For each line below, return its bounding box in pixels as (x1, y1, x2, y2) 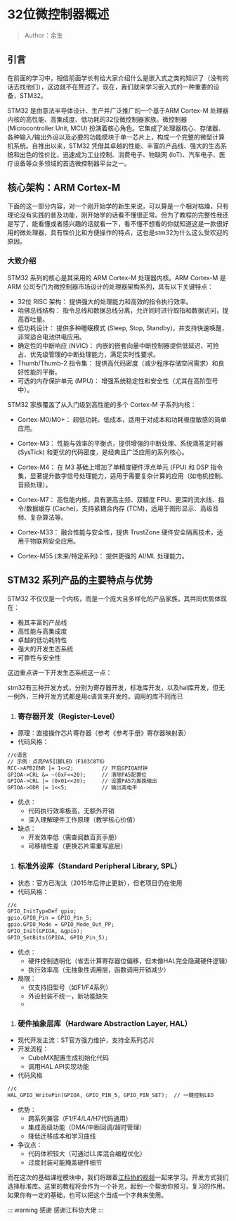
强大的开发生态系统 (17, 644, 74, 653)
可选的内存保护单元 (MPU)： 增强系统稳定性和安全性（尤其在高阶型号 (17, 376, 218, 384)
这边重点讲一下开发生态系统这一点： (7, 668, 112, 677)
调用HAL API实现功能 (27, 1063, 89, 1071)
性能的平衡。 (23, 368, 61, 376)
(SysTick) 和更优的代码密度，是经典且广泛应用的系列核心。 (17, 448, 188, 456)
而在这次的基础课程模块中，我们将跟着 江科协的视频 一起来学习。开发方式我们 (7, 1173, 229, 1182)
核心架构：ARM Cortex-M (7, 182, 121, 194)
